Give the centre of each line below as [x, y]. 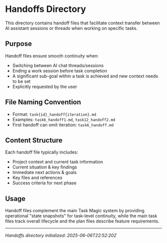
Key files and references [37, 178]
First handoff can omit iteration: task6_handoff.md [63, 125]
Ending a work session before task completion [60, 71]
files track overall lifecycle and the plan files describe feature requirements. [82, 221]
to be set [21, 81]
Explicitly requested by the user [45, 86]
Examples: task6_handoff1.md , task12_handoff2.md [64, 119]
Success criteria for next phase [44, 183]
